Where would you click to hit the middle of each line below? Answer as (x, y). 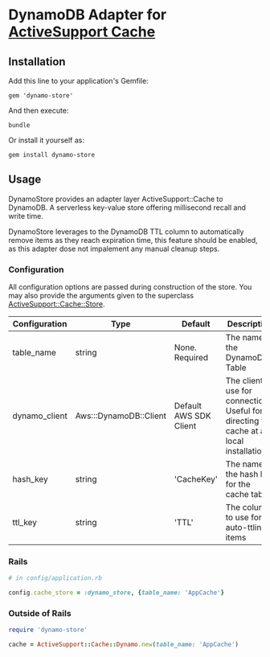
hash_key (30, 479)
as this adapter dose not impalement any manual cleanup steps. (114, 248)
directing (242, 421)
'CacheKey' (196, 479)
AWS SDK (192, 416)
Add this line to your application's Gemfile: (78, 81)
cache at (242, 431)
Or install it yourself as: (46, 140)
